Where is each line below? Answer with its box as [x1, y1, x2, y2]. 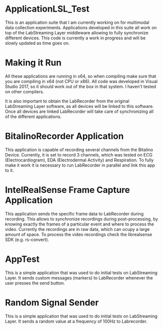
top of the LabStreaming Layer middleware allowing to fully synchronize [5, 30, 149, 35]
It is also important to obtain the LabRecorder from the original [5, 98, 130, 104]
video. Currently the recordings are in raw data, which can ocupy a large [5, 226, 150, 232]
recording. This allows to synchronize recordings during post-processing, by [5, 216, 158, 222]
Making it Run [5, 57, 62, 69]
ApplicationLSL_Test [5, 3, 90, 15]
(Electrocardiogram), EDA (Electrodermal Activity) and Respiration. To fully [5, 157, 154, 163]
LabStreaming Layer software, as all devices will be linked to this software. [5, 103, 154, 109]
